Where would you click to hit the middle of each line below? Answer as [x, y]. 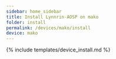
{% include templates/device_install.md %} [58, 50]
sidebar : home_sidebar [34, 11]
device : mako [22, 33]
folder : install [26, 22]
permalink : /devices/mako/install [49, 28]
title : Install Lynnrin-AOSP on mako [52, 17]
